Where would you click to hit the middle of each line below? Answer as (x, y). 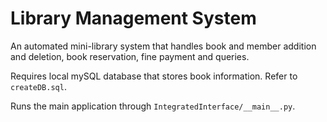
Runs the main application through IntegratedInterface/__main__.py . (153, 106)
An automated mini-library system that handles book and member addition (163, 46)
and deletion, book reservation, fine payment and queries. (130, 56)
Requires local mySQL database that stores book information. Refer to (154, 76)
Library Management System (133, 18)
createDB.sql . (38, 86)
